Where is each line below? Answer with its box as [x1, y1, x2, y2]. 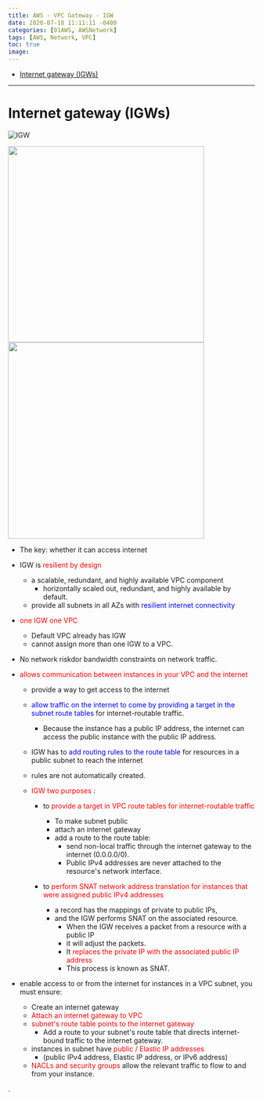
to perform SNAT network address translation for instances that [42, 881, 248, 891]
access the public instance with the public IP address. [42, 732, 217, 741]
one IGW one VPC [19, 616, 78, 625]
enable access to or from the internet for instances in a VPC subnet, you [19, 978, 253, 988]
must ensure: [19, 987, 63, 996]
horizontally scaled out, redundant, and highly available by [42, 583, 232, 593]
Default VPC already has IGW [31, 630, 127, 640]
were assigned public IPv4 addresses [42, 890, 164, 899]
